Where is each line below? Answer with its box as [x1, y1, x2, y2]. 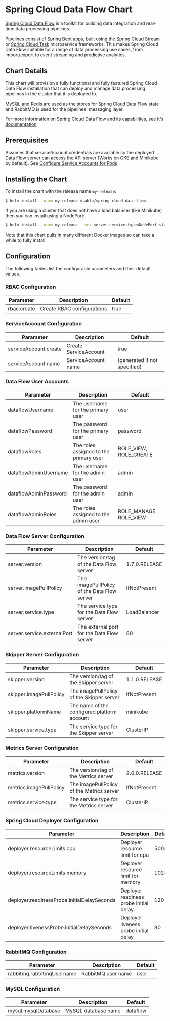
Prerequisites [5, 136, 49, 145]
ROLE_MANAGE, [118, 508, 157, 515]
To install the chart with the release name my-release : [5, 188, 116, 194]
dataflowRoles [8, 448, 42, 455]
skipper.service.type [8, 726, 57, 733]
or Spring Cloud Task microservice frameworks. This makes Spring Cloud [5, 41, 158, 47]
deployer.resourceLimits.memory [8, 869, 87, 876]
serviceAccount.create [8, 345, 62, 352]
